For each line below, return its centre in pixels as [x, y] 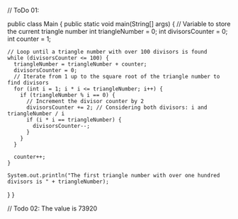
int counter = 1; [29, 39]
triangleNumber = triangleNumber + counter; [80, 64]
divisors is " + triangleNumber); [58, 182]
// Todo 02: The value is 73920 [52, 208]
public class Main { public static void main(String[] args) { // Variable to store [119, 24]
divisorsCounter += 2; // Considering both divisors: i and [117, 107]
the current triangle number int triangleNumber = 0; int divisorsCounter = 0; [118, 31]
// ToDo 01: [23, 10]
